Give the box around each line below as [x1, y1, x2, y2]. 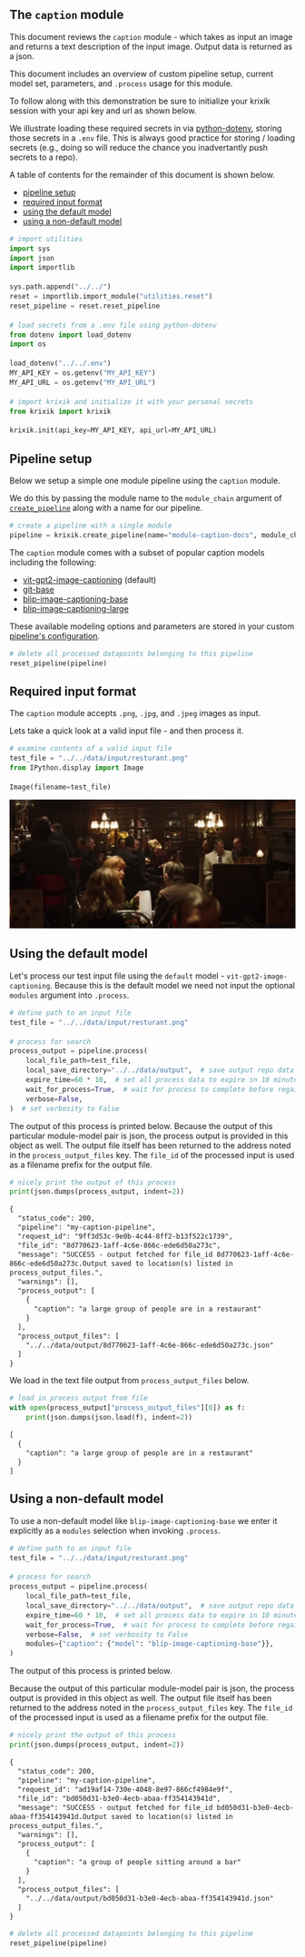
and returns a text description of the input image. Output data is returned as [9, 41, 293, 52]
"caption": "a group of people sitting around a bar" [33, 1857, 242, 1866]
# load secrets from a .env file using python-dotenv [9, 320, 218, 329]
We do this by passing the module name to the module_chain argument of [9, 493, 282, 503]
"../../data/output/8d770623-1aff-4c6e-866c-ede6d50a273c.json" [25, 1341, 274, 1351]
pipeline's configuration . [9, 630, 101, 641]
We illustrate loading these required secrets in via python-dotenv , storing [9, 123, 282, 133]
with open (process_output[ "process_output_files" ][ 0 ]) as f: [9, 1403, 246, 1412]
